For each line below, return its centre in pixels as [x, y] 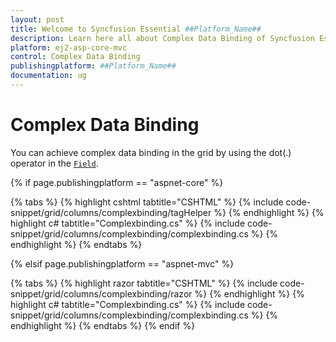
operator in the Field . [54, 163]
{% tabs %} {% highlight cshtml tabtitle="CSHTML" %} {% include [147, 202]
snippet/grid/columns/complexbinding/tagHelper [111, 212]
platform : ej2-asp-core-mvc [69, 47]
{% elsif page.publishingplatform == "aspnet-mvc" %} [122, 263]
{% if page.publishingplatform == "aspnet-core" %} [117, 182]
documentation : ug [48, 76]
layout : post [37, 19]
